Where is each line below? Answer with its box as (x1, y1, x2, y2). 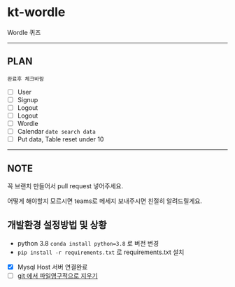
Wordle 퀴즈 (7, 28, 41, 36)
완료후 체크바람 (7, 75, 44, 83)
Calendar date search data (17, 127, 96, 136)
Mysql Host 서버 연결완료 (17, 262, 88, 271)
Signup (17, 95, 38, 104)
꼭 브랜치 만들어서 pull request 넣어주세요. (7, 182, 124, 190)
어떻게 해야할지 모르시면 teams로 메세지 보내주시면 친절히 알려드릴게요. (7, 197, 203, 205)
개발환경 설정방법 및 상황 (7, 219, 107, 231)
